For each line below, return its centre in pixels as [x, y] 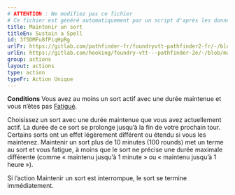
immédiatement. [30, 186]
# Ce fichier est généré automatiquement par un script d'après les [109, 20]
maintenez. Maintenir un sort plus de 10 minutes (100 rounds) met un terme [115, 142]
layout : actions [31, 66]
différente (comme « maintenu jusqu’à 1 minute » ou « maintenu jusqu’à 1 [112, 157]
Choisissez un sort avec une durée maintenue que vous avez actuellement [114, 120]
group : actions [29, 60]
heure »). [20, 165]
